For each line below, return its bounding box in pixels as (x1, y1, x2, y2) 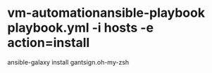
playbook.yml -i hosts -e (7, 20, 154, 36)
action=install (7, 35, 90, 51)
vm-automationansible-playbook (7, 5, 206, 21)
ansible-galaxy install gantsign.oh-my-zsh (7, 58, 130, 66)
